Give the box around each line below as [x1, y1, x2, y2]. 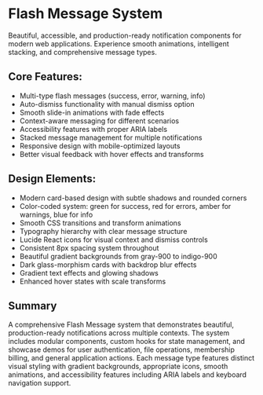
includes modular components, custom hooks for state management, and [8, 337, 246, 346]
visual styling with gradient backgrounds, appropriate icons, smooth [8, 362, 228, 371]
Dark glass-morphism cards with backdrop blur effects [19, 260, 197, 269]
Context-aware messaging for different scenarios [19, 115, 179, 126]
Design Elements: [8, 172, 97, 185]
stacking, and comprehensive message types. [8, 47, 157, 57]
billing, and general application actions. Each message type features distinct [8, 353, 255, 363]
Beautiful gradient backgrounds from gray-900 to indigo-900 [19, 251, 217, 261]
